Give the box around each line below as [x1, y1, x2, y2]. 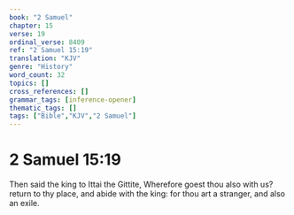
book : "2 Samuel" [9, 12, 73, 22]
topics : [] [9, 79, 50, 88]
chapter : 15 [9, 21, 53, 30]
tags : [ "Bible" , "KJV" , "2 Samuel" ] [9, 111, 137, 120]
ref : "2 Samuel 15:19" [9, 46, 93, 55]
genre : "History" [9, 63, 73, 72]
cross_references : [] [9, 87, 89, 96]
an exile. [9, 198, 40, 209]
